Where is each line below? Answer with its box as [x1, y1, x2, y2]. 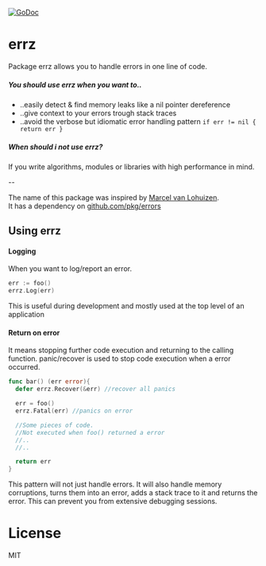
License [8, 525, 62, 542]
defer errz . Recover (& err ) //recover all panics [15, 386, 176, 393]
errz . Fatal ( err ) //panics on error [15, 407, 133, 415]
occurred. [8, 362, 40, 372]
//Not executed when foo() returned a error [15, 428, 165, 436]
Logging [8, 246, 37, 256]
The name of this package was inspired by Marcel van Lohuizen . [8, 192, 220, 202]
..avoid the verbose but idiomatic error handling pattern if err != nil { [19, 116, 256, 126]
